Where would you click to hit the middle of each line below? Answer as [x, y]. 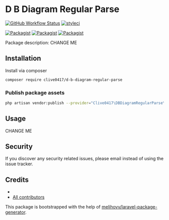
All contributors [28, 197]
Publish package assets [35, 92]
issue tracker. [19, 164]
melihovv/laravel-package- [129, 207]
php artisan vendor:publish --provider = [48, 103]
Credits [17, 180]
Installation [23, 59]
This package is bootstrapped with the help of [53, 207]
